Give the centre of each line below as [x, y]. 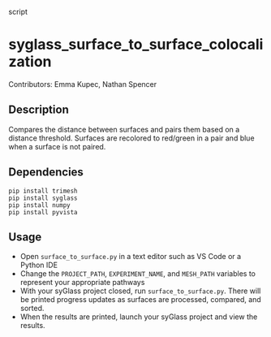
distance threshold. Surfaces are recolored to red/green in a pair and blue [131, 138]
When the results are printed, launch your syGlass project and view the [139, 317]
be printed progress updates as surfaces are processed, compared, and [140, 300]
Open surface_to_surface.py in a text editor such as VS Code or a [131, 257]
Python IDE [39, 265]
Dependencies [46, 173]
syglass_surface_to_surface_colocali [136, 45]
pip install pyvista [43, 212]
